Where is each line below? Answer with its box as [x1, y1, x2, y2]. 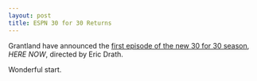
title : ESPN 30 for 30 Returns [8, 19, 112, 27]
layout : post [8, 11, 52, 20]
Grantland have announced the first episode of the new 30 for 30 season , [8, 40, 250, 50]
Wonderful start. [8, 64, 62, 74]
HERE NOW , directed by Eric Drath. [8, 49, 123, 59]
